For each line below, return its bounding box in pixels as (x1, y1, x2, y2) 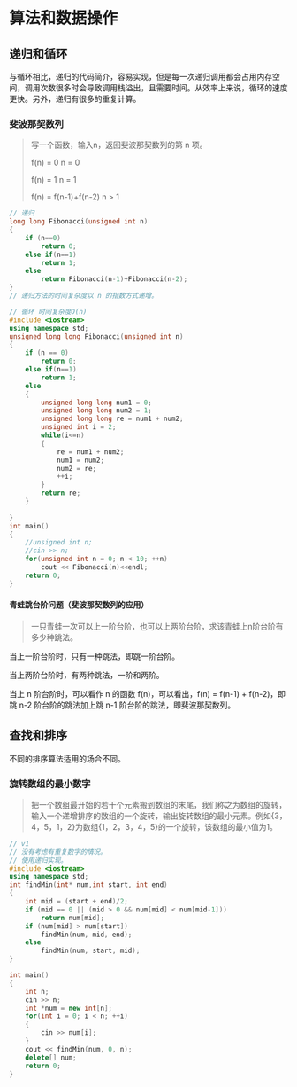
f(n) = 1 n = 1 (30, 175, 77, 185)
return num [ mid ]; (41, 913, 104, 922)
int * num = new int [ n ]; (25, 1004, 113, 1013)
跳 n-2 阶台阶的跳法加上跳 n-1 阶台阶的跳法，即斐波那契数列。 (9, 700, 236, 710)
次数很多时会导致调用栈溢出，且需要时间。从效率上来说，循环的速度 (39, 82, 288, 93)
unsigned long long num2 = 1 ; (41, 406, 152, 415)
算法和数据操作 (9, 8, 118, 28)
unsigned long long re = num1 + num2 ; (41, 414, 184, 424)
